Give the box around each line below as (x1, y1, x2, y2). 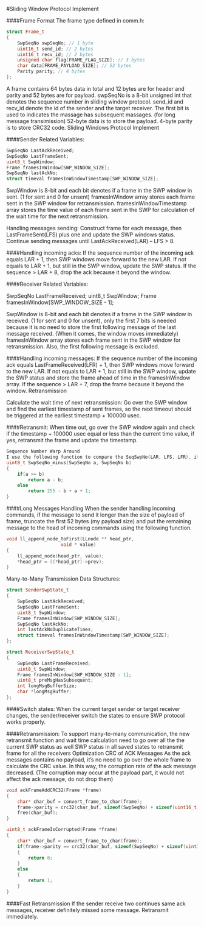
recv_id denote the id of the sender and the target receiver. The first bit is (6, 104, 189, 111)
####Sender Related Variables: (6, 135, 85, 143)
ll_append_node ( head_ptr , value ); (17, 553, 104, 559)
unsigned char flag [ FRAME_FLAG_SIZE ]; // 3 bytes (17, 57, 146, 63)
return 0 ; (28, 855, 53, 861)
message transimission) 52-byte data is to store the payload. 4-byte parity (6, 117, 193, 124)
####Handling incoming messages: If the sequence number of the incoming (6, 355, 197, 362)
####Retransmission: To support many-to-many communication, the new (6, 730, 190, 737)
